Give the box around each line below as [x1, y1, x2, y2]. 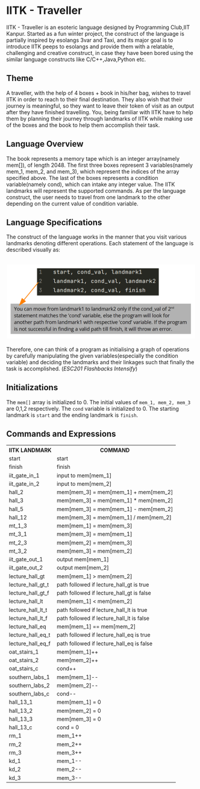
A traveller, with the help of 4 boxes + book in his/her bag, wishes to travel [6, 89, 191, 97]
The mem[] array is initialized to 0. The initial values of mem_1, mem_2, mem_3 [6, 398, 191, 405]
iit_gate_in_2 [8, 480, 40, 487]
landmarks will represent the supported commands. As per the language [6, 187, 186, 194]
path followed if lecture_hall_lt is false [56, 614, 149, 622]
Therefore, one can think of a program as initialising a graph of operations [6, 346, 190, 353]
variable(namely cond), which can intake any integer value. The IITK [6, 181, 175, 188]
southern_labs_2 [8, 681, 50, 689]
